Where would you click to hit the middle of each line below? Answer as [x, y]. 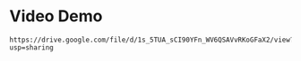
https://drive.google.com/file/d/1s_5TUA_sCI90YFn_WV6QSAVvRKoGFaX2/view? [152, 40]
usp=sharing [31, 47]
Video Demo [56, 16]
